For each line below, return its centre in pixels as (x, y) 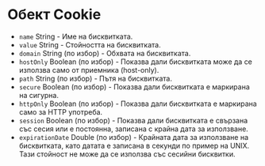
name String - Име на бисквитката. (76, 36)
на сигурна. (39, 95)
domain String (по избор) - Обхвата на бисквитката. (105, 53)
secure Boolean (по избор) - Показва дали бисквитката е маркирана (134, 87)
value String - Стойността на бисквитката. (90, 44)
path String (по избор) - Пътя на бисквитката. (95, 78)
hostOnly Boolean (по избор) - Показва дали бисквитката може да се (136, 62)
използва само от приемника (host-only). (89, 70)
